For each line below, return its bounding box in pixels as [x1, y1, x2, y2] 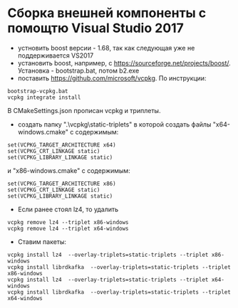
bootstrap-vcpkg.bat [7, 87, 69, 95]
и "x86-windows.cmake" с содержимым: [7, 166, 130, 175]
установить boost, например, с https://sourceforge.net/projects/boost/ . [17, 58, 232, 67]
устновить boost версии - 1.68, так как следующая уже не [17, 43, 195, 52]
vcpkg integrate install [7, 94, 81, 101]
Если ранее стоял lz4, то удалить [17, 205, 119, 213]
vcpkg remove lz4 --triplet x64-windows [7, 225, 130, 232]
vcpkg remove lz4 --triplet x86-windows [7, 218, 130, 225]
